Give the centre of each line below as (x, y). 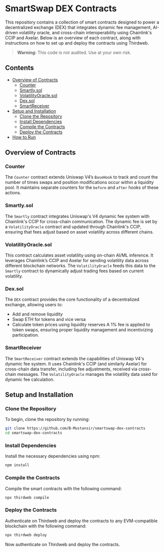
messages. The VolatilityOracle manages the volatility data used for (87, 374)
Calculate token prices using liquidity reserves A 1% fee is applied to (81, 325)
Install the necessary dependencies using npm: (53, 456)
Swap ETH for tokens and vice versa (49, 319)
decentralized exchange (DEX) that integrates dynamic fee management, (79, 27)
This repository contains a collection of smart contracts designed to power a (82, 22)
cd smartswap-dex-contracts (34, 433)
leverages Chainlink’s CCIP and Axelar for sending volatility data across (77, 261)
